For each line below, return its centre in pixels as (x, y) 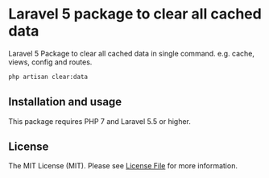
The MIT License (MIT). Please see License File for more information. (123, 166)
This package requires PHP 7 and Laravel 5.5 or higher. (100, 121)
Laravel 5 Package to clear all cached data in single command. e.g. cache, (132, 53)
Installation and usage (65, 102)
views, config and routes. (50, 62)
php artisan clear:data (48, 77)
